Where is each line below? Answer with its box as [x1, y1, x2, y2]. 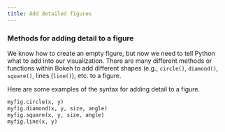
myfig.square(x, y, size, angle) [7, 111, 105, 119]
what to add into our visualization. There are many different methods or [7, 57, 212, 65]
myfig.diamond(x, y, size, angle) [7, 105, 108, 112]
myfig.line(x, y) [7, 118, 58, 125]
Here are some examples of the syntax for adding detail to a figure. [7, 85, 201, 93]
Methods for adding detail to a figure [7, 33, 134, 43]
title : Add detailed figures [7, 10, 92, 17]
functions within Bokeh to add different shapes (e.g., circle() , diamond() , [7, 64, 219, 72]
